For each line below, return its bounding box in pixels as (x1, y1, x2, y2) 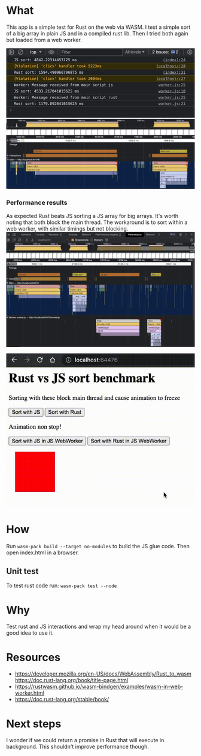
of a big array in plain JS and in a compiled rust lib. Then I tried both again (6, 29, 188, 37)
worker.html (14, 689, 45, 697)
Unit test (6, 566, 39, 576)
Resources (6, 650, 61, 664)
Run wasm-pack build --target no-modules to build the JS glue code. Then (6, 542, 190, 549)
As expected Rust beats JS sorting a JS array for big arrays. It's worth (6, 212, 179, 219)
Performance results (6, 199, 68, 207)
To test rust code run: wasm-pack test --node (6, 582, 117, 589)
